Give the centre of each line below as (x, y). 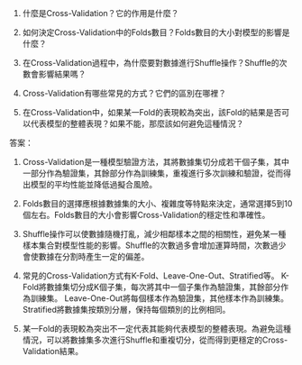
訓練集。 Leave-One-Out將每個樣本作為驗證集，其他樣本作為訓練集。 (159, 298)
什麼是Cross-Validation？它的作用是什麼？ (101, 13)
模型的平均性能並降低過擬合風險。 (94, 184)
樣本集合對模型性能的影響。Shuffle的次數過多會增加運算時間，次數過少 (154, 245)
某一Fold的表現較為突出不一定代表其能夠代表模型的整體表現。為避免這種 (156, 328)
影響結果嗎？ (62, 74)
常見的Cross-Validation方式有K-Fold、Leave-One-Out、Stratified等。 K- (156, 276)
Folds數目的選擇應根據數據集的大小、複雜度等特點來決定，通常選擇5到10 (157, 204)
